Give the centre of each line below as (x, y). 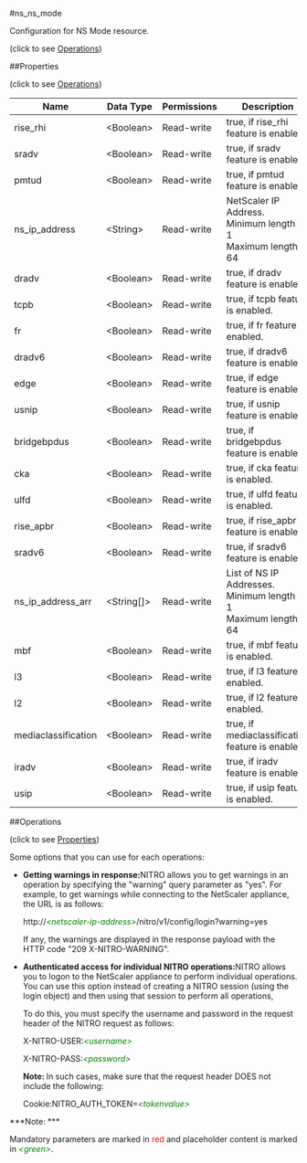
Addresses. (251, 584)
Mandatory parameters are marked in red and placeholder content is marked (153, 1139)
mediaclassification (56, 735)
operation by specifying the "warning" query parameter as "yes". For (152, 884)
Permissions (190, 106)
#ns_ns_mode (36, 13)
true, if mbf (250, 645)
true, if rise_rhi (257, 122)
